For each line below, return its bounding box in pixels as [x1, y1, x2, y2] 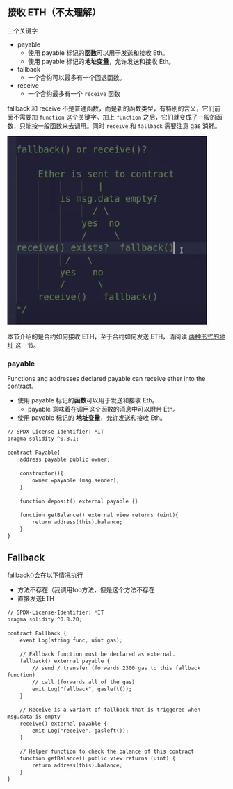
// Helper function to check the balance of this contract [19, 748, 195, 755]
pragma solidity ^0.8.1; [7, 435, 79, 443]
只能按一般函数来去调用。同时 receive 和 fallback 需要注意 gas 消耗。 [19, 121, 221, 130]
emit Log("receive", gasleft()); [32, 727, 129, 734]
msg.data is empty [7, 713, 61, 720]
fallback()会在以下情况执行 [7, 571, 83, 579]
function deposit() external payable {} [19, 498, 138, 505]
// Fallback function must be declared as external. [19, 651, 176, 658]
